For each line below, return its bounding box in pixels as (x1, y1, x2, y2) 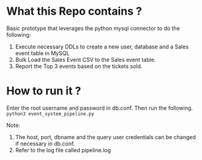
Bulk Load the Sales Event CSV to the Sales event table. (15, 56, 156, 63)
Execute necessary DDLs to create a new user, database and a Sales (15, 43, 189, 50)
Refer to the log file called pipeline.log (15, 146, 111, 154)
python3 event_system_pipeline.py (6, 110, 95, 117)
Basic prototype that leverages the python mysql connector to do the (6, 25, 181, 32)
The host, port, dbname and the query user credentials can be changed (15, 133, 196, 140)
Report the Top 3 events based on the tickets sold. (15, 63, 143, 70)
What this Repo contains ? (6, 4, 143, 18)
